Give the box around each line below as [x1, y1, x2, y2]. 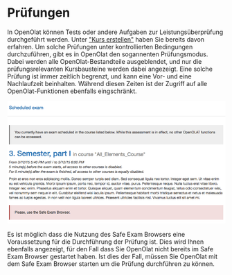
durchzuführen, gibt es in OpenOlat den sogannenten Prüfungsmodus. [7, 50, 208, 58]
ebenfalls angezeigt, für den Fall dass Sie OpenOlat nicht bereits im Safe [7, 244, 213, 253]
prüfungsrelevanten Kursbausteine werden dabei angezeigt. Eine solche [7, 65, 213, 73]
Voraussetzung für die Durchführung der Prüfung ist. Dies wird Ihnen [7, 237, 204, 246]
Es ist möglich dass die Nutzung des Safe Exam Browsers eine [7, 230, 186, 238]
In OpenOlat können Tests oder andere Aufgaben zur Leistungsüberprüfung [7, 28, 224, 36]
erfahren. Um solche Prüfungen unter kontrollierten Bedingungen [7, 42, 193, 51]
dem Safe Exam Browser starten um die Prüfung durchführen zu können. [7, 259, 215, 268]
